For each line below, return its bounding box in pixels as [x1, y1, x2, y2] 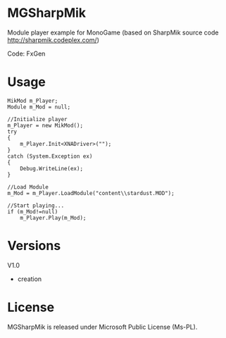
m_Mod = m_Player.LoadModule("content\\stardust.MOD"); [7, 189, 175, 196]
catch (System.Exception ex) [7, 153, 93, 160]
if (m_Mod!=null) [7, 208, 58, 215]
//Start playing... [7, 202, 65, 209]
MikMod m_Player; [7, 97, 58, 104]
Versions [7, 238, 61, 254]
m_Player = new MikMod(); [7, 122, 83, 129]
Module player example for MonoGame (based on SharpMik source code [7, 28, 219, 37]
